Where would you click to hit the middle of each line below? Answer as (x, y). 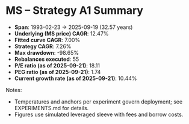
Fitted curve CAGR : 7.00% (47, 40)
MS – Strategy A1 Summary (75, 11)
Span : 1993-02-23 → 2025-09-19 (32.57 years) (73, 27)
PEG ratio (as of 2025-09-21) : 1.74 (57, 72)
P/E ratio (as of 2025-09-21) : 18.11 (57, 65)
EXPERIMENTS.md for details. (51, 108)
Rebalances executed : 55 (47, 59)
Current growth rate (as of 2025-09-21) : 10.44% (76, 78)
